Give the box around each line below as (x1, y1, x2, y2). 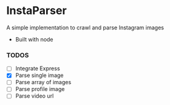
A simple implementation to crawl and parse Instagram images (6, 24, 164, 31)
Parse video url (15, 92, 54, 100)
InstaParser (6, 4, 67, 18)
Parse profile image (15, 85, 65, 93)
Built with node (15, 35, 53, 43)
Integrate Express (15, 65, 60, 72)
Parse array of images (15, 79, 72, 86)
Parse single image (15, 71, 64, 79)
